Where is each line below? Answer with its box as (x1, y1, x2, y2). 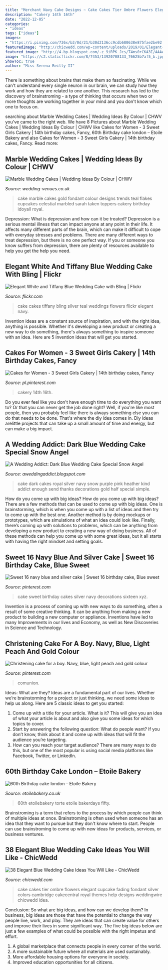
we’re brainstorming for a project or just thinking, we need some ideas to (5, 695, 155, 701)
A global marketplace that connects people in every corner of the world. (12, 943, 161, 949)
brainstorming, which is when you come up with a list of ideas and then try (5, 507, 159, 513)
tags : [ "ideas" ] (5, 31, 39, 36)
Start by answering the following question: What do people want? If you (12, 726, 160, 732)
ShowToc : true (5, 59, 35, 64)
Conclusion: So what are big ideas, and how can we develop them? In (5, 907, 148, 913)
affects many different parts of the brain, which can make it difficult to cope (5, 226, 161, 232)
